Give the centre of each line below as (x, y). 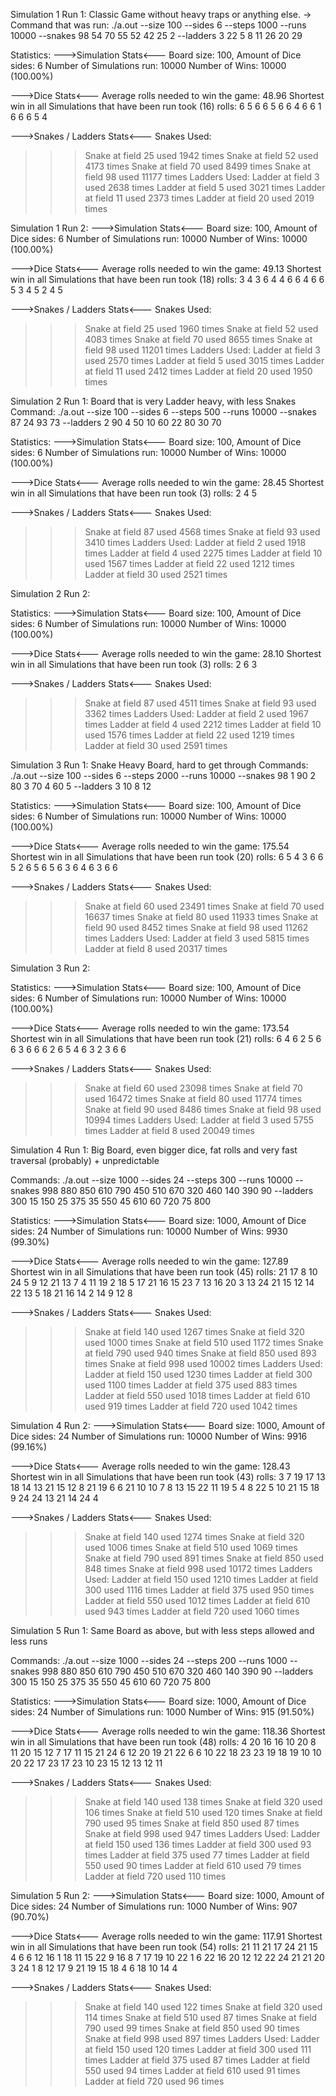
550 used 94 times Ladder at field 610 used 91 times (192, 2070)
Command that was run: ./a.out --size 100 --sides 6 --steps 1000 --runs (158, 25)
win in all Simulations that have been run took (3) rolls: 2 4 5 (134, 493)
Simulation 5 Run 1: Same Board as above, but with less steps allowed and (162, 1630)
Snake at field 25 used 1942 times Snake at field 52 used (201, 155)
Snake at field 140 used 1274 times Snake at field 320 (194, 1537)
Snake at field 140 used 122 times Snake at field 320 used (203, 2007)
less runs (29, 1641)
